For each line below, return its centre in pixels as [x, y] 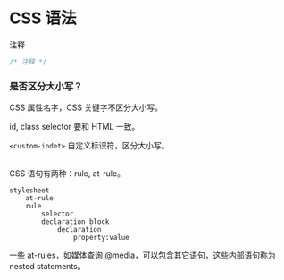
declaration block [75, 221]
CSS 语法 [43, 18]
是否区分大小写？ [46, 86]
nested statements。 [47, 266]
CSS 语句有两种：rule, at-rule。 [67, 173]
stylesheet [29, 190]
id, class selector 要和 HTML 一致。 [75, 127]
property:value [101, 237]
